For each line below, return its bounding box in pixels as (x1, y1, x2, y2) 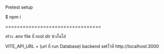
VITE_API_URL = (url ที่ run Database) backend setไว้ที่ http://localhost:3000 (5, 43, 159, 49)
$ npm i (5, 14, 21, 19)
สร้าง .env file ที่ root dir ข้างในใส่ (5, 33, 66, 39)
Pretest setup (5, 4, 33, 10)
